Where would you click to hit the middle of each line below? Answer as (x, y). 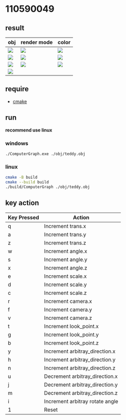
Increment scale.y (66, 284)
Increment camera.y (68, 310)
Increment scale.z (65, 293)
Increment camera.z (68, 318)
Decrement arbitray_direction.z (81, 393)
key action (22, 203)
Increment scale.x (65, 276)
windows (17, 143)
